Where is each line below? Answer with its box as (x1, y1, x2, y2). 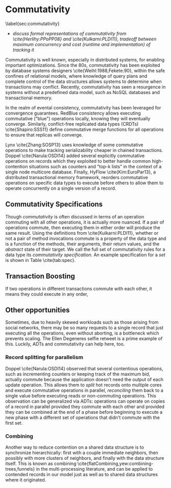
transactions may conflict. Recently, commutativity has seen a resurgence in (5, 83, 166, 90)
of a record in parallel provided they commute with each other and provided (5, 403, 165, 410)
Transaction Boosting (5, 272, 76, 281)
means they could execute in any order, (5, 291, 88, 297)
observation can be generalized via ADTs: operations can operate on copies (5, 398, 165, 404)
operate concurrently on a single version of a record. (5, 185, 116, 191)
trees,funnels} (5, 465, 35, 472)
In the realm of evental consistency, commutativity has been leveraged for (5, 104, 161, 110)
